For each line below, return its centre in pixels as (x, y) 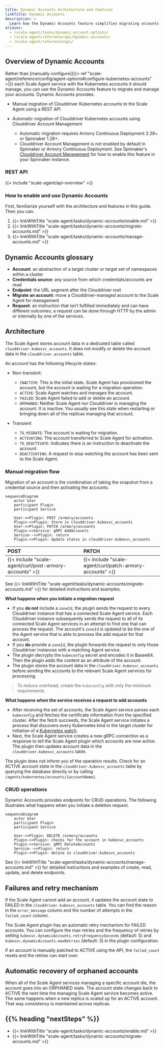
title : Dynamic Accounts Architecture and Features (59, 10)
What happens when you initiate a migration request (60, 599)
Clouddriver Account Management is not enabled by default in (82, 143)
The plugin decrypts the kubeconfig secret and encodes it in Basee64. (83, 655)
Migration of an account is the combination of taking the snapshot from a (79, 482)
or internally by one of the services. (48, 316)
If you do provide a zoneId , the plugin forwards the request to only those (85, 645)
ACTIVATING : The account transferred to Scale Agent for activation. (86, 438)
